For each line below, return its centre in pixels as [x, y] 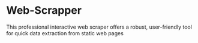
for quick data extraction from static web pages [65, 33]
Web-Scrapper [44, 10]
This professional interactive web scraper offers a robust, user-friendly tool [99, 27]
